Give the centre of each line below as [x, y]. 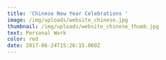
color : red [23, 39]
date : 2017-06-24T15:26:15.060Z [54, 46]
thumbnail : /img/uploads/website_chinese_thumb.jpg [83, 26]
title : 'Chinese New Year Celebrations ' [68, 13]
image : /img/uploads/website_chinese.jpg [68, 20]
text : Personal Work [37, 33]
